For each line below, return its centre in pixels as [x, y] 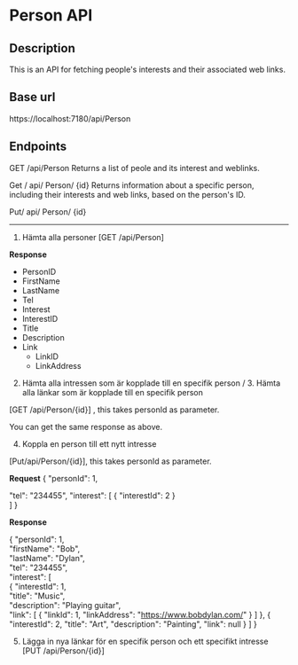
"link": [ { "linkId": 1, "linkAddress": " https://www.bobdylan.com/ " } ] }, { [140, 614]
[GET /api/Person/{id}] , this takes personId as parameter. [114, 410]
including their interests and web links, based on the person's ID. [128, 194]
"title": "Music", [37, 596]
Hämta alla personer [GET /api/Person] [93, 237]
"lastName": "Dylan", [47, 558]
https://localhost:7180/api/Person [70, 118]
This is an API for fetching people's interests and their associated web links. [148, 69]
